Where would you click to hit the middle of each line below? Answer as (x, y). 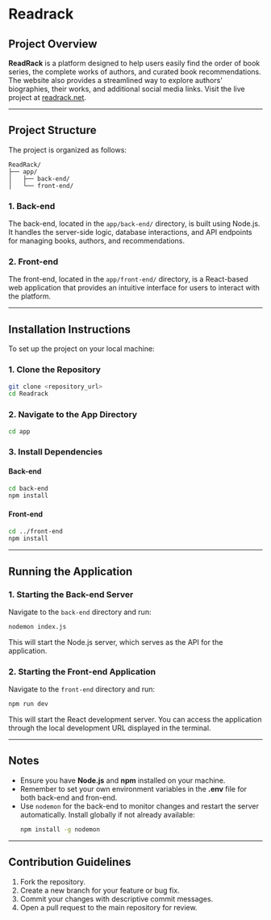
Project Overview (53, 44)
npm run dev (28, 704)
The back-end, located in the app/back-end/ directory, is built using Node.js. (134, 224)
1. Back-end (32, 206)
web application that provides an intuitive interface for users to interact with (134, 288)
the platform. (29, 296)
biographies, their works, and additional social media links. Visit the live (127, 89)
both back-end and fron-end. (69, 797)
